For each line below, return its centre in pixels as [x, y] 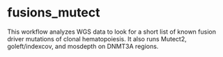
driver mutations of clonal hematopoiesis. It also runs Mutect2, [97, 38]
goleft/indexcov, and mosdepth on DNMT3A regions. [83, 46]
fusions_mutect [54, 13]
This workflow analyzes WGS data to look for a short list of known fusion [111, 32]
